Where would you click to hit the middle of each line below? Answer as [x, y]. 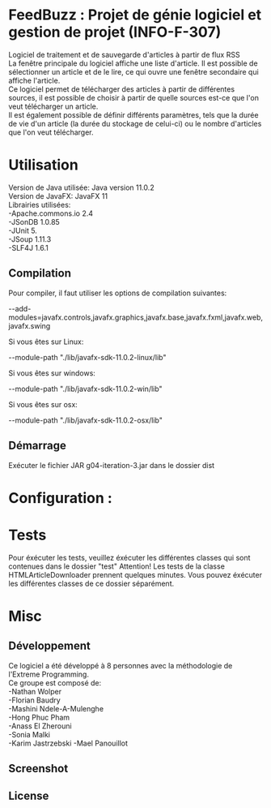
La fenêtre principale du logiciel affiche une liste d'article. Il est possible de [133, 63]
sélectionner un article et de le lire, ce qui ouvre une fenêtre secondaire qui [133, 71]
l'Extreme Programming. [49, 674]
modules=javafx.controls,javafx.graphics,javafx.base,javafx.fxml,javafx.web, [136, 317]
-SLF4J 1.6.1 [28, 247]
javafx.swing [30, 325]
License [29, 796]
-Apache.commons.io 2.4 [51, 213]
